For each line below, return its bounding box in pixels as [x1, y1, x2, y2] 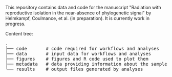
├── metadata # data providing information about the [5, 61, 148, 67]
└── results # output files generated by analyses [5, 66, 143, 72]
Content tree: [5, 31, 33, 36]
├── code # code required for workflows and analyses [5, 46, 160, 51]
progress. [5, 21, 26, 27]
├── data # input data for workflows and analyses [5, 51, 152, 56]
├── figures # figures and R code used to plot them [5, 56, 148, 62]
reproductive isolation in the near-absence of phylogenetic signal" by [5, 10, 152, 16]
